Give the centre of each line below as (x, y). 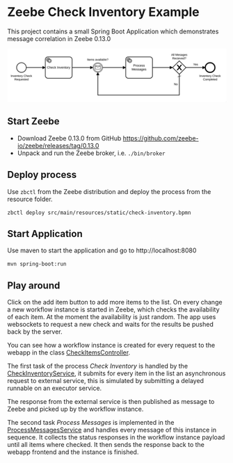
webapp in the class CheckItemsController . (69, 352)
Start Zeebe (34, 121)
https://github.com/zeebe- (161, 138)
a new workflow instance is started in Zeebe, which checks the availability (114, 309)
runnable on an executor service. (55, 388)
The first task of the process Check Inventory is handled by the (98, 366)
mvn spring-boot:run (37, 264)
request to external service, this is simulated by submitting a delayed (105, 381)
